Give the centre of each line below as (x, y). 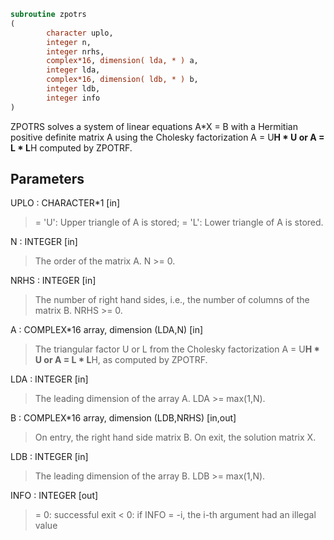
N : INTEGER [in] (44, 242)
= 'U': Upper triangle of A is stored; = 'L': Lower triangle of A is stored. (179, 222)
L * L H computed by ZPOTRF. (71, 147)
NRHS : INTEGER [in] (53, 281)
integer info (73, 98)
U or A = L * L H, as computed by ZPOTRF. (121, 360)
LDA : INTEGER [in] (49, 379)
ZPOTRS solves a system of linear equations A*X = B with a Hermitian (154, 126)
